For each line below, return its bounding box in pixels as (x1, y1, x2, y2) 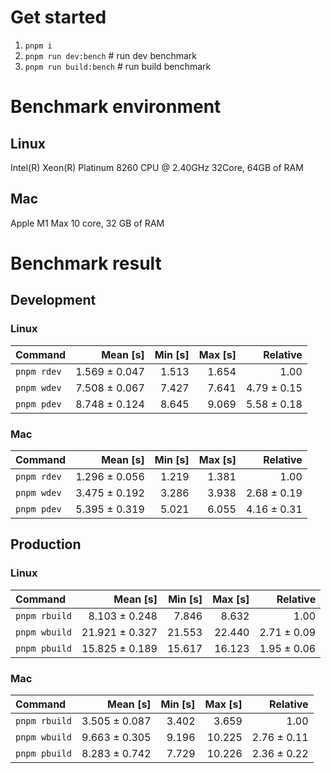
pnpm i (24, 41, 53, 51)
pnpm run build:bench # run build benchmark (24, 60, 212, 72)
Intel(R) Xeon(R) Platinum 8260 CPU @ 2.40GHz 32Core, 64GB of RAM (10, 161, 304, 173)
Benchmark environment (10, 96, 222, 118)
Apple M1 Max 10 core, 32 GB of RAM (10, 217, 165, 229)
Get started (10, 6, 107, 29)
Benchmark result (10, 252, 162, 275)
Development (10, 292, 97, 309)
